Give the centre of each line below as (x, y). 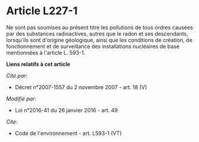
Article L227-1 (42, 11)
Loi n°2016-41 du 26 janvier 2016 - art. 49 (66, 110)
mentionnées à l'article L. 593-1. (46, 52)
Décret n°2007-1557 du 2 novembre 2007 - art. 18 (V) (81, 87)
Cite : (12, 122)
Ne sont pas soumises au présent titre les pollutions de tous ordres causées (99, 27)
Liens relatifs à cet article (38, 64)
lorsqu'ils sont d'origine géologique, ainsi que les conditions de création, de (99, 40)
